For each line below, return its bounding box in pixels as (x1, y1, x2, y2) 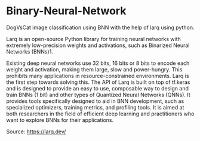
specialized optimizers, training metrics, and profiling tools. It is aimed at (6, 104, 184, 111)
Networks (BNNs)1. (6, 48, 54, 55)
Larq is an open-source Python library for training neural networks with (6, 35, 181, 42)
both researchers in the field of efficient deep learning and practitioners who (6, 110, 195, 117)
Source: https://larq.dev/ (6, 128, 66, 135)
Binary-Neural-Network (6, 4, 127, 18)
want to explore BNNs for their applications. (6, 116, 114, 123)
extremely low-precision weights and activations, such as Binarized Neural (6, 42, 190, 49)
